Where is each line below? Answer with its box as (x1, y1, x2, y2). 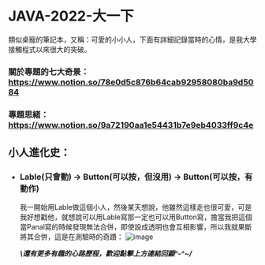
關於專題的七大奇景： (8, 66, 89, 77)
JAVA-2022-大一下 (8, 7, 134, 25)
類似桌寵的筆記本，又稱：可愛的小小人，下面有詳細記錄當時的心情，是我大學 (8, 35, 257, 44)
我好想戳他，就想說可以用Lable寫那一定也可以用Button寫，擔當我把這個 (19, 212, 252, 222)
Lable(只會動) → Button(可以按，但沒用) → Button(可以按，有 (19, 171, 253, 182)
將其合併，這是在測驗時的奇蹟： (19, 232, 124, 241)
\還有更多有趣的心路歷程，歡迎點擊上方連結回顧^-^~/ (19, 249, 192, 259)
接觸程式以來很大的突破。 (8, 44, 91, 54)
